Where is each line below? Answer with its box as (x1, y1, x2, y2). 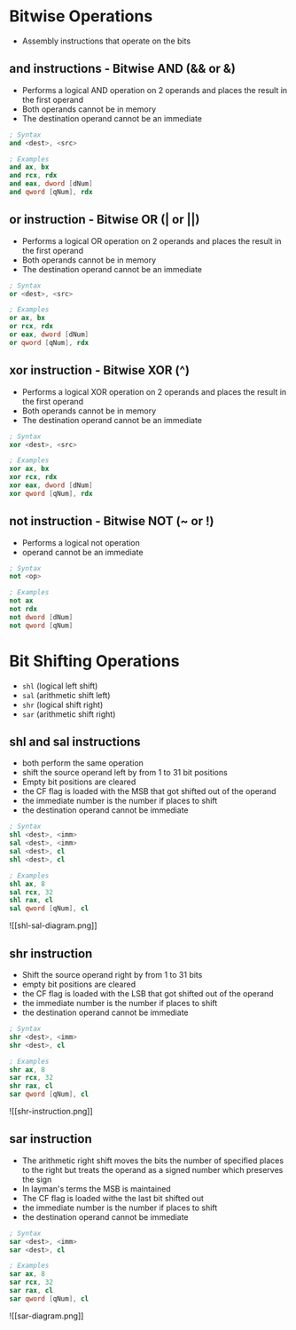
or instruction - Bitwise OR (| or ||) (9, 212, 200, 227)
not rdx (9, 605, 38, 614)
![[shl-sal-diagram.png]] (9, 920, 97, 931)
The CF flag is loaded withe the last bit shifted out (21, 1192, 204, 1203)
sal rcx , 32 (9, 887, 53, 897)
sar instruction (9, 1131, 93, 1146)
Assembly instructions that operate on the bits (21, 35, 191, 46)
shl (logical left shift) (21, 681, 98, 691)
